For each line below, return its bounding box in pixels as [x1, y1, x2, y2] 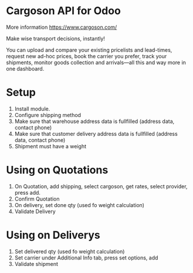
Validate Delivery [14, 208, 56, 215]
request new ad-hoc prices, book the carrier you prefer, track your [6, 52, 167, 59]
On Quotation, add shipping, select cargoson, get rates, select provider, [14, 182, 188, 189]
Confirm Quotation [14, 195, 60, 202]
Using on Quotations [6, 164, 109, 177]
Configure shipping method [14, 111, 81, 118]
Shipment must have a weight [14, 142, 87, 149]
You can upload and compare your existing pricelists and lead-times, [6, 46, 172, 54]
